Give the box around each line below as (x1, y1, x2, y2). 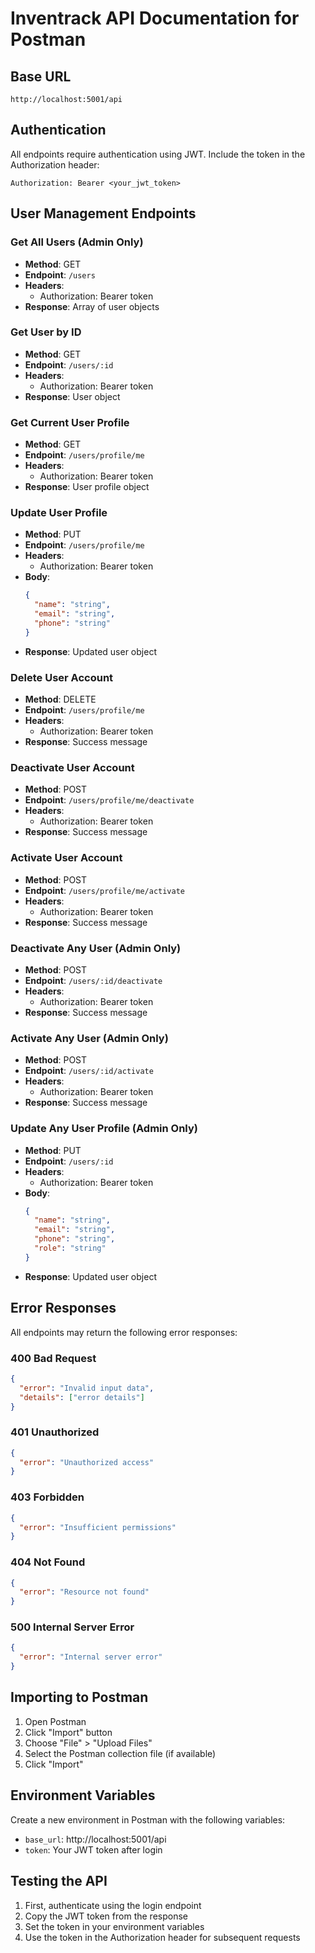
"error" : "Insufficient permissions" (19, 1522, 177, 1532)
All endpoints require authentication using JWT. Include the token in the (10, 148, 306, 160)
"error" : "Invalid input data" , (19, 1383, 155, 1393)
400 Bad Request (10, 1351, 97, 1365)
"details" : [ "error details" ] (19, 1392, 145, 1402)
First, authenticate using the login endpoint (24, 1899, 202, 1911)
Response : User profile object (24, 481, 150, 493)
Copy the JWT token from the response (24, 1910, 188, 1922)
